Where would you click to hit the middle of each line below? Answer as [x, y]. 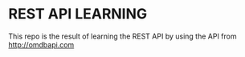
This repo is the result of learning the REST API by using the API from [122, 36]
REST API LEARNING [78, 14]
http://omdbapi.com [41, 44]
